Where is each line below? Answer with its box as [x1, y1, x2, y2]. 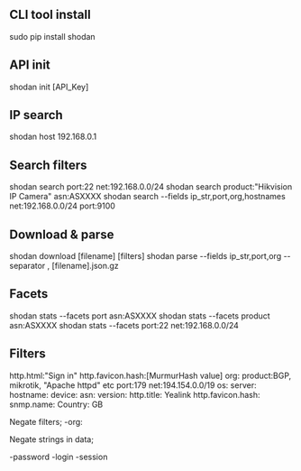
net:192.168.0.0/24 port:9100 [9, 200, 115, 211]
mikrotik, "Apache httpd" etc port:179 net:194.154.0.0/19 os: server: [9, 379, 257, 391]
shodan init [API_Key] [9, 81, 89, 92]
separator [9, 261, 46, 272]
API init [9, 58, 51, 73]
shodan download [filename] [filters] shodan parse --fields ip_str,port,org [9, 251, 282, 262]
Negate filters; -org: [9, 416, 83, 427]
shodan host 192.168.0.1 [9, 131, 97, 143]
